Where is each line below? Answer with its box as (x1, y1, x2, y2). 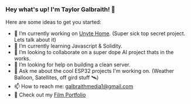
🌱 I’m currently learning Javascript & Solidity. (13, 42, 122, 49)
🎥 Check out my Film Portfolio (13, 91, 86, 99)
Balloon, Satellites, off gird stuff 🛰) (13, 74, 99, 81)
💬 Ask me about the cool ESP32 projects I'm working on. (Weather (13, 68, 174, 75)
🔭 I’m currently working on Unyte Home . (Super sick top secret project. (13, 30, 186, 37)
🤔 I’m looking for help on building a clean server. (13, 61, 131, 68)
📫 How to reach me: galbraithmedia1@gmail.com (13, 83, 134, 90)
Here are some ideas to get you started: (5, 19, 102, 26)
